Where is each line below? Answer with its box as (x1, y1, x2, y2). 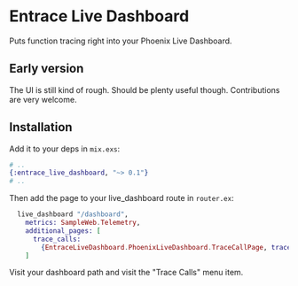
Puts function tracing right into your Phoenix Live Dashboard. (9, 35, 232, 46)
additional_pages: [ (25, 226, 101, 236)
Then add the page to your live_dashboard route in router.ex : (9, 193, 234, 204)
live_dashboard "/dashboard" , (17, 210, 129, 219)
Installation (9, 120, 73, 135)
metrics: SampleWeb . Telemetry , (25, 219, 141, 228)
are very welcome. (9, 94, 77, 104)
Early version (9, 61, 84, 76)
